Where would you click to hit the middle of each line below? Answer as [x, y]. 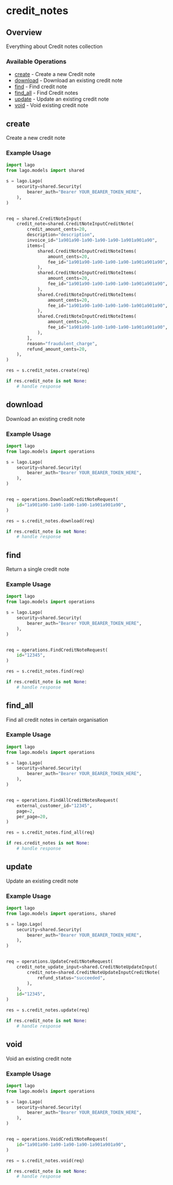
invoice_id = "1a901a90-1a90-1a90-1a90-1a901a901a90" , [92, 240]
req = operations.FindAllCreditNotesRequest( [62, 800]
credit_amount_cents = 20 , [57, 229]
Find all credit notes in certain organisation [57, 719]
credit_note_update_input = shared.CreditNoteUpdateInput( [87, 967]
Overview [24, 32]
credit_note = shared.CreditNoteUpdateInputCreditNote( [93, 972]
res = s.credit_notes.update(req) [48, 1010]
